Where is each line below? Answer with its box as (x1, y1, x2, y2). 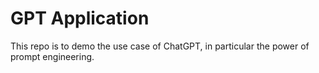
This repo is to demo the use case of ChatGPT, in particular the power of (10, 40, 310, 52)
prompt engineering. (10, 50, 95, 62)
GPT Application (10, 7, 150, 30)
